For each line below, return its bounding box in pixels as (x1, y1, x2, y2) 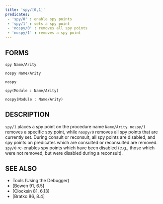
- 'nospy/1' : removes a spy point (7, 30, 81, 35)
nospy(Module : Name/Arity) (5, 97, 64, 102)
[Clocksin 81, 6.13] (12, 188, 50, 194)
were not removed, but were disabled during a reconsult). (5, 150, 123, 156)
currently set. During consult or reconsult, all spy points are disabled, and (5, 134, 156, 140)
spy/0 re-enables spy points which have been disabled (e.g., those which (5, 145, 155, 151)
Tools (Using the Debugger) (12, 178, 70, 184)
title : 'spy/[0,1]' (5, 7, 46, 12)
